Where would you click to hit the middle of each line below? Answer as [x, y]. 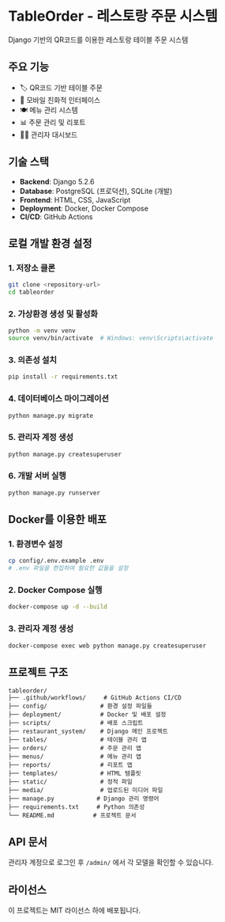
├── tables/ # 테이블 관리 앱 [78, 740]
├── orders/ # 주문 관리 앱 [75, 749]
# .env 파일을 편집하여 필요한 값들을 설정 [68, 568]
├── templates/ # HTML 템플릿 [75, 774]
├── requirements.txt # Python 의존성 [77, 807]
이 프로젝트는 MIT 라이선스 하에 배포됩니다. [75, 910]
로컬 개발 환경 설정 [50, 243]
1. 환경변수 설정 [36, 544]
